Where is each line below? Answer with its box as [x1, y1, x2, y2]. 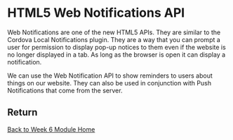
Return [7, 106, 38, 118]
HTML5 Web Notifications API [7, 5, 185, 21]
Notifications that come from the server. [7, 86, 123, 94]
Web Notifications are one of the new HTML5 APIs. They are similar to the [7, 28, 221, 36]
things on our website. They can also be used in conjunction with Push [7, 78, 212, 87]
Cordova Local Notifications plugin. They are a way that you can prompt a [7, 35, 221, 43]
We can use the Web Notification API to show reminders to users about [7, 71, 213, 80]
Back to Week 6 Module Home [7, 125, 95, 134]
